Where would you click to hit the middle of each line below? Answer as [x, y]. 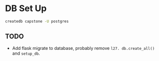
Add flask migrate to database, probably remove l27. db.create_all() [83, 48]
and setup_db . [26, 53]
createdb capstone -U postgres [37, 21]
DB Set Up [26, 8]
